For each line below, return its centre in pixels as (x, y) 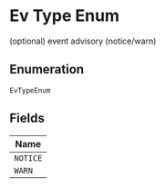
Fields (27, 119)
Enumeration (47, 69)
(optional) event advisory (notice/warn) (83, 41)
